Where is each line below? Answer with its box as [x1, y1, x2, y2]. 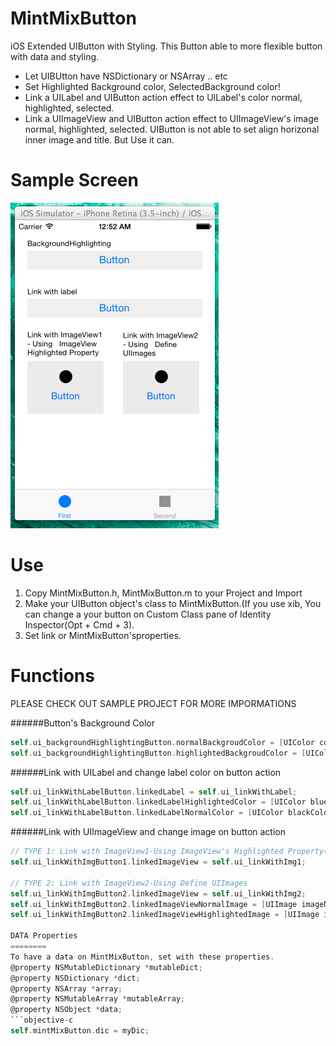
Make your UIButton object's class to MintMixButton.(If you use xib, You [24, 597, 322, 609]
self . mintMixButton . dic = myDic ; [10, 1026, 150, 1036]
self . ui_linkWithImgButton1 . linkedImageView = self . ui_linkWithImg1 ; [10, 857, 307, 867]
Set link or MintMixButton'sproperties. [24, 629, 182, 641]
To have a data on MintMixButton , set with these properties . [10, 952, 275, 962]
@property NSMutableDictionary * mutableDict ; [10, 962, 203, 972]
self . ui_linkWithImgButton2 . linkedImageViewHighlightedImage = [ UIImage [10, 910, 320, 920]
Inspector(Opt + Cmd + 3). [24, 618, 135, 631]
